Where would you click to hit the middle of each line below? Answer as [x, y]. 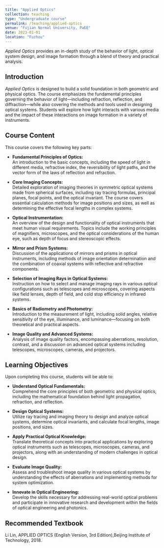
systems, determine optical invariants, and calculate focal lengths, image [86, 422]
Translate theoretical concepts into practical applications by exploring [82, 442]
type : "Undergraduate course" [36, 19]
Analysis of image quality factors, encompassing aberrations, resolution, [85, 339]
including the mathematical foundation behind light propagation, [77, 397]
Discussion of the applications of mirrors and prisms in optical [75, 253]
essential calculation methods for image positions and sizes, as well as [83, 203]
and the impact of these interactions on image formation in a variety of [76, 115]
